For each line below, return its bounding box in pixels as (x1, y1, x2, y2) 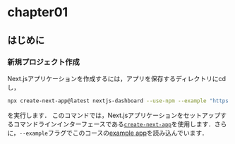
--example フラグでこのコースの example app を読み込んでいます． (19, 128, 208, 137)
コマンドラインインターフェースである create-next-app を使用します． (13, 119, 215, 128)
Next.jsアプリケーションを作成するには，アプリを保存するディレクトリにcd (7, 74, 227, 83)
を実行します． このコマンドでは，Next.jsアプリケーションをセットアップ (7, 111, 221, 119)
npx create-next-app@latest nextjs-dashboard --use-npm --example (7, 97, 207, 104)
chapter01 (7, 4, 68, 20)
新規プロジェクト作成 (7, 57, 80, 67)
